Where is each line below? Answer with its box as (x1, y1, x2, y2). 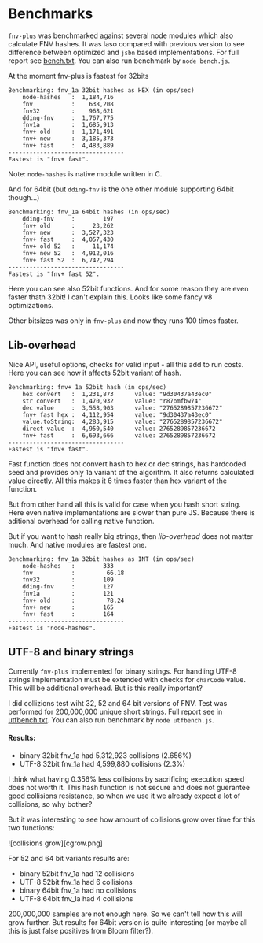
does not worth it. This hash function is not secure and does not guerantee (8, 782, 250, 792)
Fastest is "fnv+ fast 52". (8, 269, 100, 278)
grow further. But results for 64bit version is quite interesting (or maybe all (8, 917, 248, 926)
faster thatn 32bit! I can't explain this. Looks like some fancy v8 (8, 292, 213, 302)
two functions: (8, 822, 55, 832)
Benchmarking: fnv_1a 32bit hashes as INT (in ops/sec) (8, 555, 195, 563)
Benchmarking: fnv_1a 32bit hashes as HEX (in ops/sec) (8, 86, 195, 95)
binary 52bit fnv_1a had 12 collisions (19, 868, 135, 878)
